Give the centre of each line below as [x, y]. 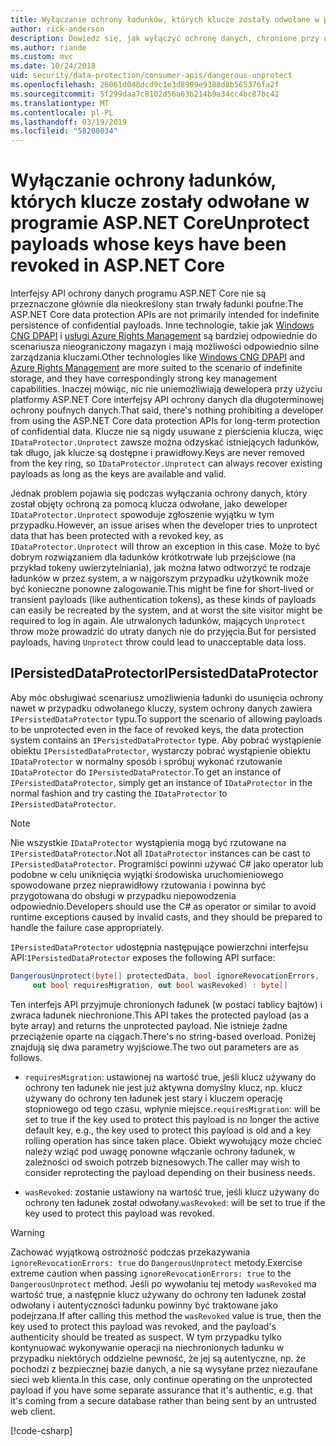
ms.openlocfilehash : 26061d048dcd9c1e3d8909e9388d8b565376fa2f [145, 85]
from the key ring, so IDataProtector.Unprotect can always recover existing [166, 463]
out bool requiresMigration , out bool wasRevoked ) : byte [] [160, 985]
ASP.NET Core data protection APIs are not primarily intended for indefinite [165, 315]
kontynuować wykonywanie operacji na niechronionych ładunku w [147, 1347]
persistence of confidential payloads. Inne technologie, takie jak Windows [162, 325]
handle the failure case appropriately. [87, 927]
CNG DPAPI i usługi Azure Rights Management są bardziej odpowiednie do [164, 336]
